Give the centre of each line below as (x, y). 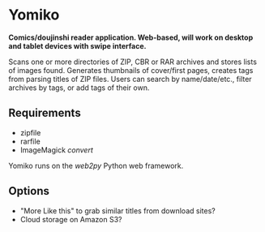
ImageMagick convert (56, 150)
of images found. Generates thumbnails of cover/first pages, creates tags (131, 70)
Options (29, 191)
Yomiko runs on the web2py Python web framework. (96, 165)
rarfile (30, 141)
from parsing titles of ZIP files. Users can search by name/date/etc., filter (130, 79)
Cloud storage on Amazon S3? (71, 219)
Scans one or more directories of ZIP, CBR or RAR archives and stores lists (133, 62)
